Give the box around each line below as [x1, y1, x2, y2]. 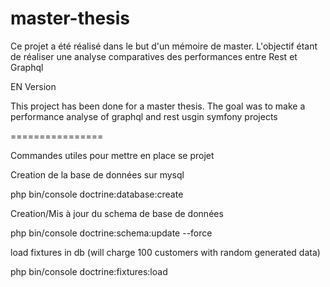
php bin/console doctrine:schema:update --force [10, 227, 213, 239]
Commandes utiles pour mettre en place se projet [10, 149, 215, 161]
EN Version [10, 80, 57, 92]
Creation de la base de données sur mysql [10, 168, 185, 181]
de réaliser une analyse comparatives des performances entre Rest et [10, 50, 298, 62]
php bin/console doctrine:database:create [10, 188, 184, 200]
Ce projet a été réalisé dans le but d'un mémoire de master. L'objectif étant [10, 40, 318, 52]
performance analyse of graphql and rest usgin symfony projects [10, 110, 278, 122]
